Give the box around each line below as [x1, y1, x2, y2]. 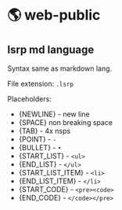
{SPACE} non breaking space [18, 118, 113, 127]
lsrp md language [7, 42, 95, 56]
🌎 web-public [7, 6, 101, 24]
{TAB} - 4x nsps [18, 127, 71, 135]
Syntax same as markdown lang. [7, 64, 113, 73]
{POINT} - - [18, 134, 57, 144]
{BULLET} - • [18, 143, 62, 152]
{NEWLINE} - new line [18, 109, 91, 119]
